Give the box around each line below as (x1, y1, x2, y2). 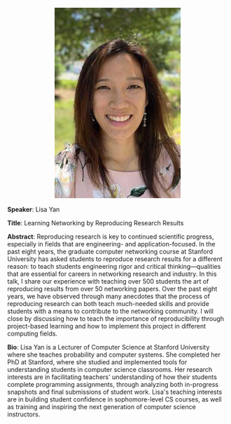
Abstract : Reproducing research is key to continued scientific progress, (7, 232, 214, 241)
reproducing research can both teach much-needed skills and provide (7, 300, 210, 307)
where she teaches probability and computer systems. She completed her (7, 350, 220, 359)
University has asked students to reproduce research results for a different (7, 255, 223, 263)
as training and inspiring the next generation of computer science (7, 403, 196, 411)
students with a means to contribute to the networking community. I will (7, 307, 213, 315)
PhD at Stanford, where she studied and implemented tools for (7, 358, 188, 366)
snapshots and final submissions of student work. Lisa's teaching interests (7, 387, 223, 396)
